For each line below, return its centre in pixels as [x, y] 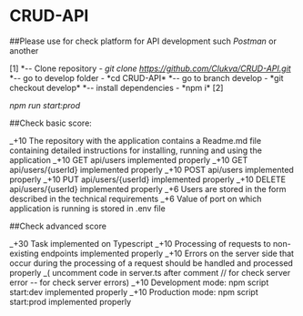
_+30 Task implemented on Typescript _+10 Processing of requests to [140, 243]
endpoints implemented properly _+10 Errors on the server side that [167, 253]
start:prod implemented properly [71, 301]
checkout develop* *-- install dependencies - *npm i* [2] [116, 87]
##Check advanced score [58, 226]
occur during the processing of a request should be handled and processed [151, 263]
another [24, 50]
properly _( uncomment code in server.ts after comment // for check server [150, 272]
